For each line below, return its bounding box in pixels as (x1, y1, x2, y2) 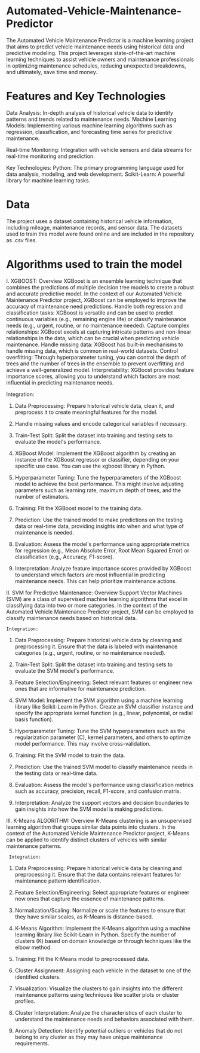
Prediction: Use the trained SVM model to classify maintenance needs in (14, 763, 193, 770)
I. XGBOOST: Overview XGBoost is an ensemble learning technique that (6, 277, 182, 285)
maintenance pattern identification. (14, 877, 101, 884)
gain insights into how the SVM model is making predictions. (14, 805, 164, 813)
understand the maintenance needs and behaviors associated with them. (14, 1015, 195, 1023)
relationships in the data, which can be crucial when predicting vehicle (6, 334, 180, 341)
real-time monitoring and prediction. (6, 152, 96, 160)
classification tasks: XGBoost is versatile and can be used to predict (6, 309, 173, 316)
